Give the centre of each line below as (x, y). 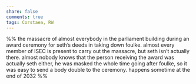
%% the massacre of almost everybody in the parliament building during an (98, 39)
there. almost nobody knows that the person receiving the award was (90, 57)
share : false (22, 11)
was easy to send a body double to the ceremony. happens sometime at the (98, 70)
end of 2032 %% (27, 76)
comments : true (25, 17)
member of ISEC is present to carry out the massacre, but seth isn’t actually (98, 51)
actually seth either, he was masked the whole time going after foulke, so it (97, 64)
